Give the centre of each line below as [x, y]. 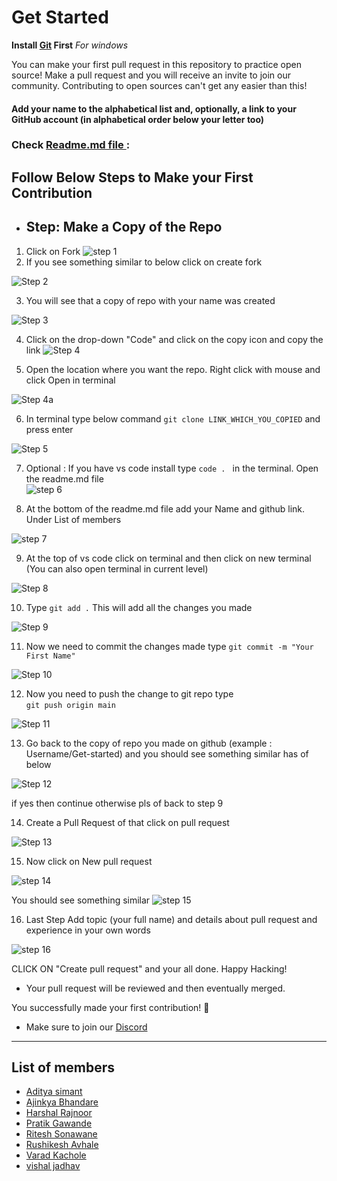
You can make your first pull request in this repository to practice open [156, 64]
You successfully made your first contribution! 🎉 [110, 1007]
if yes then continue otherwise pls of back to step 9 [117, 803]
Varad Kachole [56, 1155]
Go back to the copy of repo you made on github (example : [149, 743]
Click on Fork [53, 251]
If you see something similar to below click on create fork [144, 262]
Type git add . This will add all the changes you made [139, 607]
